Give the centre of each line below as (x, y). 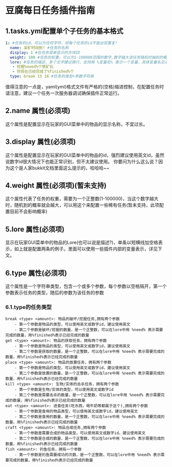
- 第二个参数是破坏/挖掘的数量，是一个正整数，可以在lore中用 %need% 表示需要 (89, 330)
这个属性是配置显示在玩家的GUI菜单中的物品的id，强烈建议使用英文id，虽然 (85, 155)
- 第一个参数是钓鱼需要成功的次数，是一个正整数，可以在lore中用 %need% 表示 (88, 455)
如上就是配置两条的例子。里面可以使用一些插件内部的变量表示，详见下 (88, 249)
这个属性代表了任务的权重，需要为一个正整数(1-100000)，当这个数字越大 (82, 199)
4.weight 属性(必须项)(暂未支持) (56, 185)
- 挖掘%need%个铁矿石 (33, 67)
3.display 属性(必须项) (41, 142)
